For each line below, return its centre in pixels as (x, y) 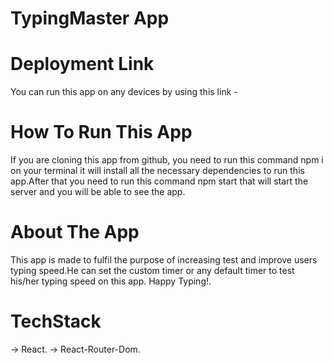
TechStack (56, 321)
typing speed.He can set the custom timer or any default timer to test (152, 270)
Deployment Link (82, 64)
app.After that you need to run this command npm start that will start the (159, 181)
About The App (75, 232)
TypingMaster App (90, 18)
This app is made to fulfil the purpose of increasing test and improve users (164, 260)
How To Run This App (101, 132)
